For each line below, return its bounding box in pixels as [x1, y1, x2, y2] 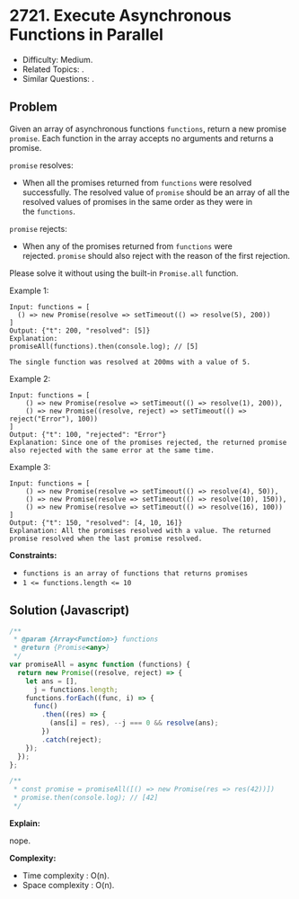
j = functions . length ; [32, 685, 119, 694]
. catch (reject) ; [41, 734, 102, 744]
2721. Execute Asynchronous [9, 5, 232, 26]
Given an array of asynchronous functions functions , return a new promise [9, 123, 287, 134]
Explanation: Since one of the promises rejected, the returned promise [9, 438, 287, 447]
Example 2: [9, 373, 51, 384]
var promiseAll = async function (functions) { [9, 660, 191, 670]
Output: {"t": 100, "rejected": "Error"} [9, 430, 167, 439]
